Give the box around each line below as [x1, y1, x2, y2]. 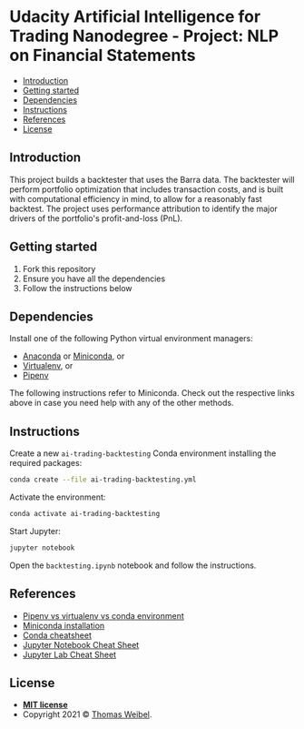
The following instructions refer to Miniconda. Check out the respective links [9, 388, 295, 399]
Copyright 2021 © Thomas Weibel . [22, 709, 152, 720]
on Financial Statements [9, 46, 196, 66]
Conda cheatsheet [22, 630, 93, 641]
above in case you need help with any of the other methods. [9, 398, 234, 409]
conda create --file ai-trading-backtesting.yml [9, 475, 197, 484]
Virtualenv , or [22, 360, 74, 371]
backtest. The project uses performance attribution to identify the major [9, 203, 279, 214]
